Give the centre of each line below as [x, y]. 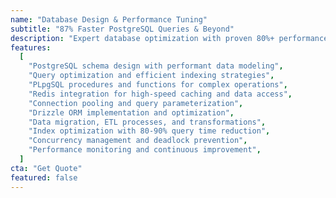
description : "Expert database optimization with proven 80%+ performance [169, 38]
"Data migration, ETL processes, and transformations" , [147, 122]
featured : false [44, 177]
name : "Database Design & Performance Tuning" [109, 19]
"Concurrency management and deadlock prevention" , [138, 141]
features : [31, 47]
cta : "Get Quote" [46, 168]
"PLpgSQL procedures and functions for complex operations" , [158, 85]
